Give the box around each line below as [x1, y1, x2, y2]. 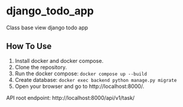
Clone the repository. [14, 63, 67, 71]
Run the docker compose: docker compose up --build [14, 70, 148, 77]
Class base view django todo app [6, 24, 89, 31]
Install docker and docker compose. [14, 57, 103, 64]
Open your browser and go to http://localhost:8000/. [14, 82, 145, 90]
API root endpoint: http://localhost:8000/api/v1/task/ [6, 94, 135, 101]
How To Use [6, 41, 52, 51]
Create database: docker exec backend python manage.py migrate [14, 76, 177, 83]
